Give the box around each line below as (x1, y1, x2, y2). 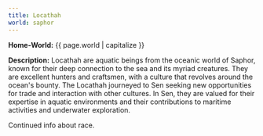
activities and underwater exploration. (8, 105, 131, 114)
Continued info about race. (8, 120, 95, 130)
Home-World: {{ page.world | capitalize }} (8, 40, 145, 49)
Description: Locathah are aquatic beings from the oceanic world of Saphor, (8, 55, 256, 65)
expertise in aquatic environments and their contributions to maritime (8, 97, 232, 106)
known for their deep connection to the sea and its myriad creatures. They (8, 63, 249, 73)
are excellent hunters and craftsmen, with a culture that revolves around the (8, 72, 254, 81)
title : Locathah (8, 11, 61, 20)
